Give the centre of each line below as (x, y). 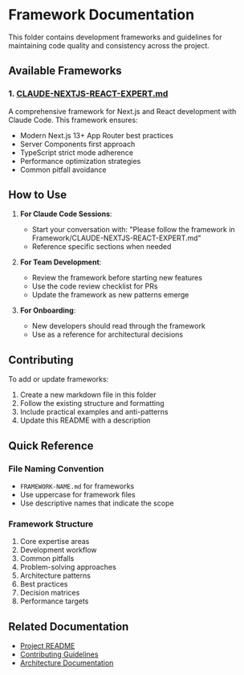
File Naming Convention (56, 468)
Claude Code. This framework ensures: (73, 120)
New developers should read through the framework (119, 326)
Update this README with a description (85, 420)
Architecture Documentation (67, 663)
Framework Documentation (102, 15)
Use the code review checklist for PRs (95, 286)
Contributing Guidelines (59, 655)
